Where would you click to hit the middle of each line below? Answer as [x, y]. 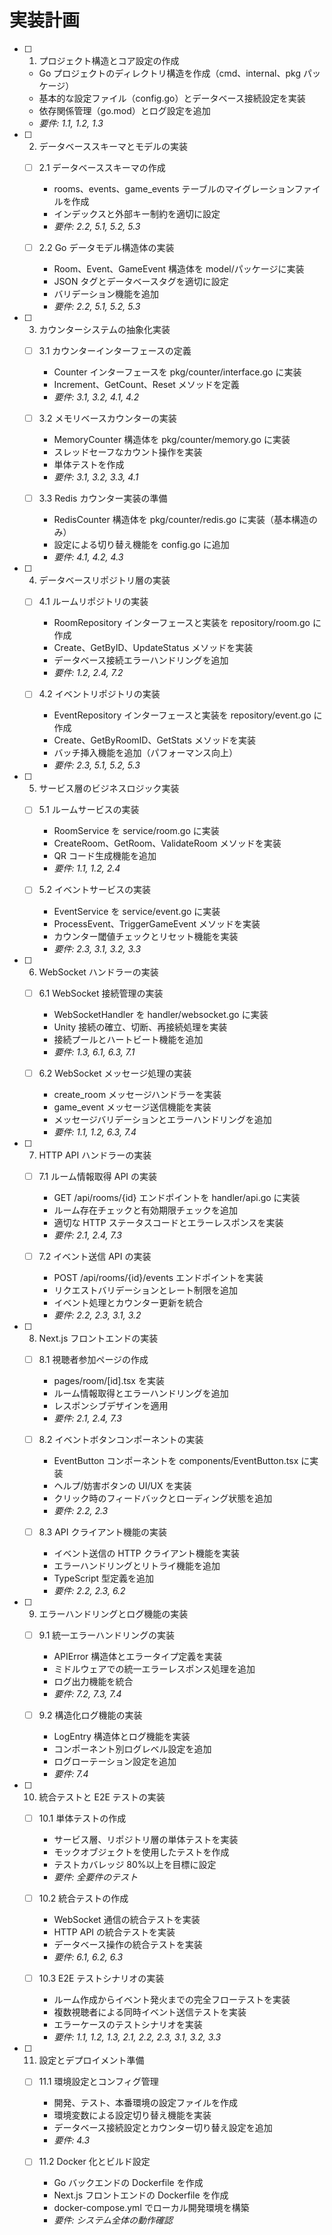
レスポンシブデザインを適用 [111, 1405]
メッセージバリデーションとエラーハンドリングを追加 [162, 1119]
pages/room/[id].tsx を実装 [109, 1380]
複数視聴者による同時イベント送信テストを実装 [150, 2012]
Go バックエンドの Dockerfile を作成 [128, 2183]
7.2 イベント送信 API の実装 [95, 1256]
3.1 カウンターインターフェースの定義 [115, 351]
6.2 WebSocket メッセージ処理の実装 [115, 1073]
